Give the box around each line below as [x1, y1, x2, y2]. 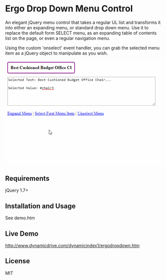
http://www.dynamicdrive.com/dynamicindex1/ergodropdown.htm [5, 242, 140, 248]
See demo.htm [5, 215, 35, 221]
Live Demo [5, 229, 39, 238]
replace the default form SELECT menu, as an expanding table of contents [5, 30, 157, 36]
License [5, 257, 30, 266]
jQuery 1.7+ [5, 187, 29, 194]
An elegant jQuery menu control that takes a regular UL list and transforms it [5, 19, 161, 25]
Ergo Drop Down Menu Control [5, 3, 133, 14]
